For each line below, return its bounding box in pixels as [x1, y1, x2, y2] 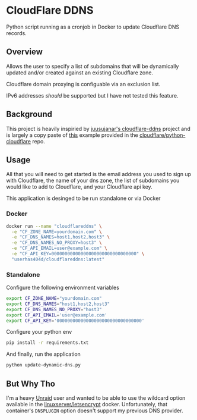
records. [6, 29, 27, 36]
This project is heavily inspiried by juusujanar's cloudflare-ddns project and [6, 125, 191, 132]
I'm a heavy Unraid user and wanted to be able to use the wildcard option [6, 394, 186, 402]
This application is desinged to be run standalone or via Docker [6, 195, 161, 202]
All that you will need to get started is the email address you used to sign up [6, 171, 192, 178]
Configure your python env [6, 328, 72, 336]
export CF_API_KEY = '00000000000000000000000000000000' [6, 318, 145, 324]
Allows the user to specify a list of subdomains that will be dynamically [6, 62, 179, 70]
